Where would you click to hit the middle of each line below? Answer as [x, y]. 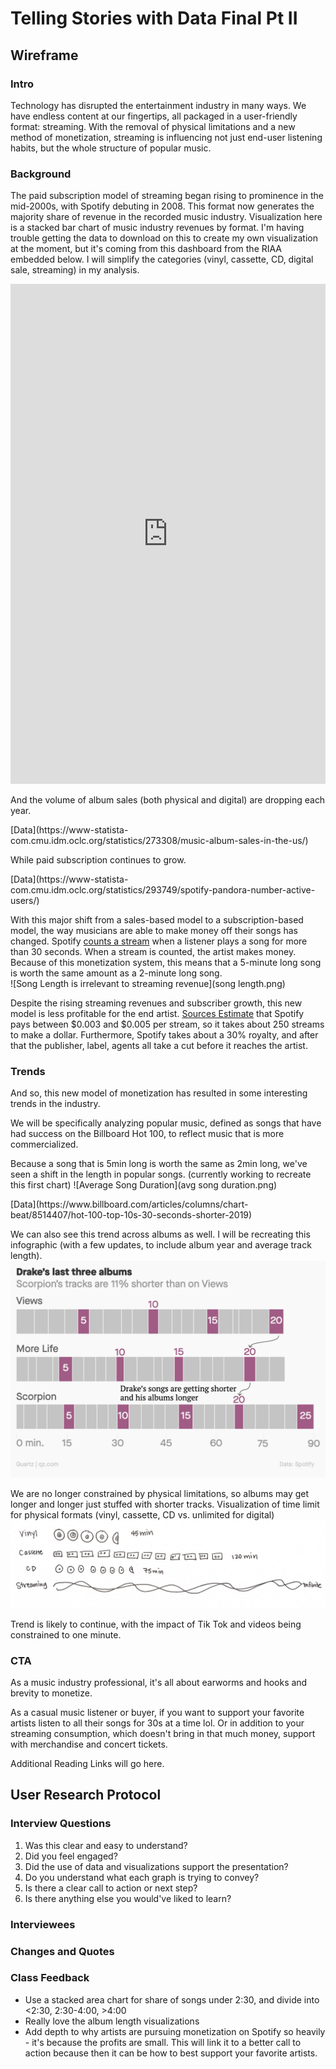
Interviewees [43, 1924]
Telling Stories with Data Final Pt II [154, 18]
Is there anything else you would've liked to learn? [128, 1898]
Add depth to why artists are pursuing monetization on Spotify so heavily [175, 2031]
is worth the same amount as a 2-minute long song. [116, 973]
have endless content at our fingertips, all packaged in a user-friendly [154, 116]
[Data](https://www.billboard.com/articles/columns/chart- [129, 1204]
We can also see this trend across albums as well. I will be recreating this [160, 1234]
